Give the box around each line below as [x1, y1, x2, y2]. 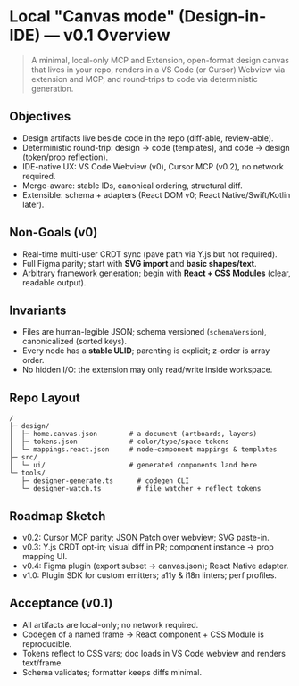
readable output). [21, 277, 87, 287]
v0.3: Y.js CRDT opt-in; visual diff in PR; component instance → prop [21, 541, 274, 552]
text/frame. [21, 657, 64, 668]
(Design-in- [178, 6, 267, 27]
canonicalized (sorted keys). [21, 336, 128, 347]
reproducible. [21, 638, 72, 649]
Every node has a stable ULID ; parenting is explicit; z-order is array [21, 345, 270, 356]
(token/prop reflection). [21, 152, 109, 162]
